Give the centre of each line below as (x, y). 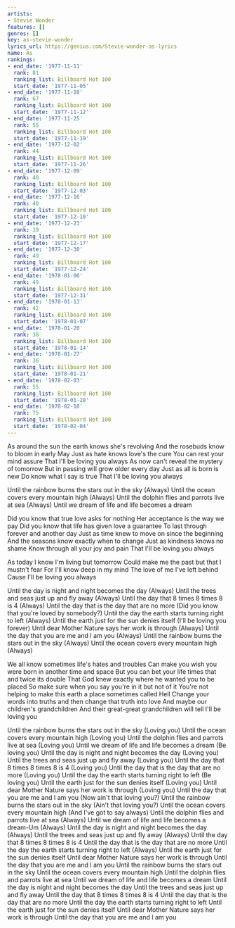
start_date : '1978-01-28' (52, 400)
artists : (20, 14)
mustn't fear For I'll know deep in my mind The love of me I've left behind (113, 569)
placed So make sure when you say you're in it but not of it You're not (108, 686)
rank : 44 (26, 151)
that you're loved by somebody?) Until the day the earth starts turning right (116, 613)
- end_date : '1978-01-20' (45, 328)
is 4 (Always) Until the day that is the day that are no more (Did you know (113, 606)
